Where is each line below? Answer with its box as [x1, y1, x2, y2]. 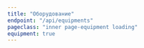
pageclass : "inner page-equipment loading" [7, 23, 138, 30]
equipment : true [7, 30, 55, 37]
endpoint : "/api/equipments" [7, 17, 94, 24]
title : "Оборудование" [7, 10, 74, 18]
